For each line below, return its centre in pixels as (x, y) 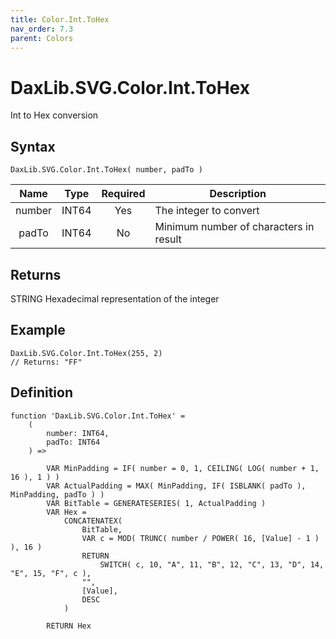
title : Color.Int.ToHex (60, 19)
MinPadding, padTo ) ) (57, 494)
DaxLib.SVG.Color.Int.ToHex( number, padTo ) (106, 170)
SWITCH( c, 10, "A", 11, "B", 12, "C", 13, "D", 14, (212, 564)
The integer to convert (207, 211)
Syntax (33, 146)
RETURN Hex (69, 626)
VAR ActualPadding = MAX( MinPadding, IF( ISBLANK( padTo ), (176, 486)
